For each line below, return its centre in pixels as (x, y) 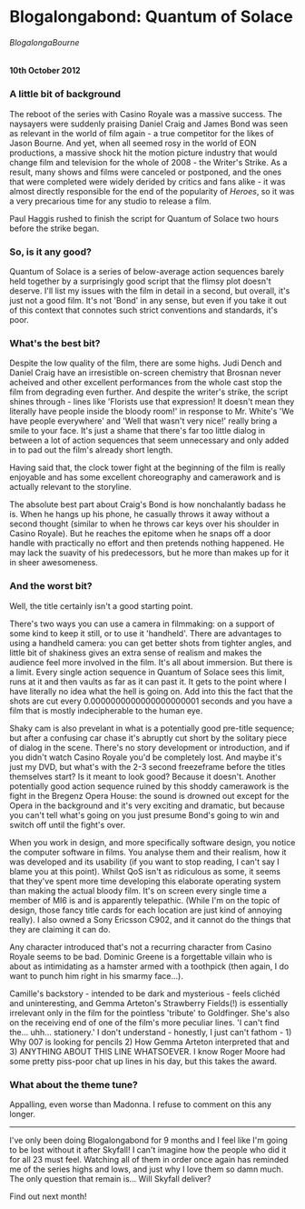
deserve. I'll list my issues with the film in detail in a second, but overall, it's (150, 290)
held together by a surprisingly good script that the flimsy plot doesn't (140, 281)
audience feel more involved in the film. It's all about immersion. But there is (151, 662)
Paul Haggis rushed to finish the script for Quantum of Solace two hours (144, 218)
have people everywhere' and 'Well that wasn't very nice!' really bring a (143, 421)
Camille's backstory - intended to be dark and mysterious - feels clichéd (145, 994)
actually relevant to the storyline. (70, 487)
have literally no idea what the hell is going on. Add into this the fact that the (151, 691)
